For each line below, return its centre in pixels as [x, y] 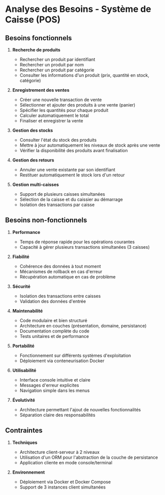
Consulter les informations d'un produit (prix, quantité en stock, [84, 75]
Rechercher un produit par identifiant [57, 59]
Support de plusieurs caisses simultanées [62, 194]
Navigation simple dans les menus [55, 390]
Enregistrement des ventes [41, 90]
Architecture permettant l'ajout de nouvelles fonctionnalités [80, 409]
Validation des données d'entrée [53, 301]
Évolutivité [24, 400]
